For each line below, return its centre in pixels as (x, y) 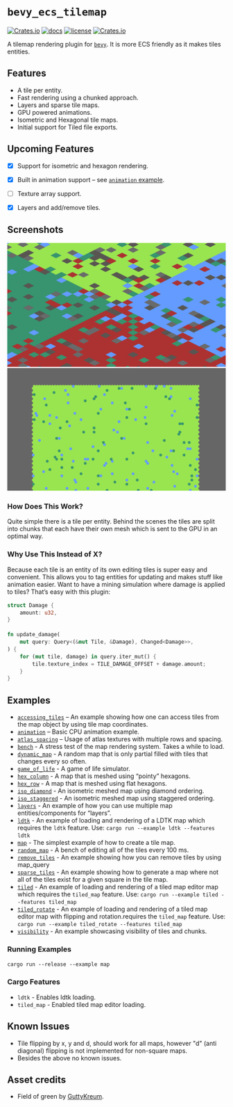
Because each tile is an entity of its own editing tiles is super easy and (107, 569)
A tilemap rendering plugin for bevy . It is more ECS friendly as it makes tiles (114, 44)
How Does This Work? (45, 506)
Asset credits (37, 1080)
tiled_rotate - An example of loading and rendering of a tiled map (112, 909)
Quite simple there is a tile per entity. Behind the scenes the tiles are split (111, 522)
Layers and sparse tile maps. (58, 105)
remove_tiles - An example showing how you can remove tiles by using (119, 857)
